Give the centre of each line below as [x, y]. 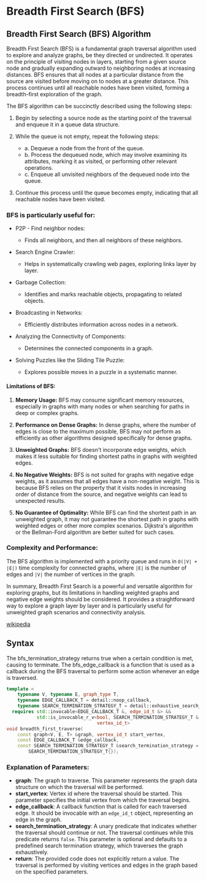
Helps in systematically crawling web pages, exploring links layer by [110, 264]
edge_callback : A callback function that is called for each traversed [101, 807]
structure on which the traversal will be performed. [79, 787]
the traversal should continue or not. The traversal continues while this [104, 833]
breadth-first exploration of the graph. [55, 94]
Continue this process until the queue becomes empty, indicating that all [107, 193]
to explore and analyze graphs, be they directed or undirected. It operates [100, 55]
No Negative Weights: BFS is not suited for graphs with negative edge [105, 475]
